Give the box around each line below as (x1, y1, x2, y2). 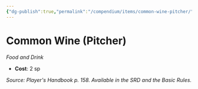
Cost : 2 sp (14, 65, 41, 72)
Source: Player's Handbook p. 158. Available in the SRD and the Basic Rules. (6, 76, 192, 83)
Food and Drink (6, 54, 44, 61)
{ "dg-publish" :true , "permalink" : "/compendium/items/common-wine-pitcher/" (6, 8, 194, 15)
